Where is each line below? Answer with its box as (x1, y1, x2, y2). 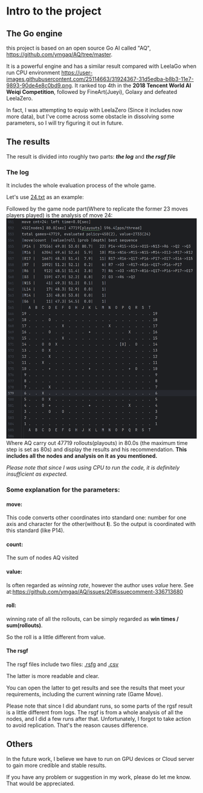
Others (6, 739, 33, 749)
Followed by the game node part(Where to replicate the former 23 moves (6, 205, 188, 212)
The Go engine (6, 28, 63, 39)
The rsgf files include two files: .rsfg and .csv (6, 660, 119, 668)
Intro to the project (6, 4, 101, 18)
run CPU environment (6, 69, 60, 76)
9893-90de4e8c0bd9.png (6, 82, 72, 89)
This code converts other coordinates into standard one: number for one (6, 514, 187, 521)
